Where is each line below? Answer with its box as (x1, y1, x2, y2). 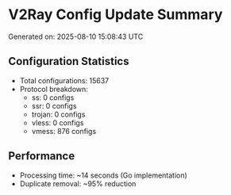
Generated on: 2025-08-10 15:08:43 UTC (8, 32, 144, 41)
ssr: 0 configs (31, 101, 77, 110)
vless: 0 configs (31, 117, 84, 128)
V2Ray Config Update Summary (8, 6, 223, 24)
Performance (8, 149, 75, 163)
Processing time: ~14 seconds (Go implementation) (19, 170, 188, 180)
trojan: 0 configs (31, 109, 86, 119)
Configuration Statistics (8, 55, 129, 68)
